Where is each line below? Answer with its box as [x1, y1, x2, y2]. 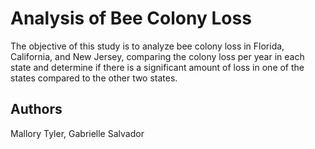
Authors [10, 101, 63, 118]
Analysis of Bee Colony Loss [10, 7, 252, 30]
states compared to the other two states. [10, 72, 178, 84]
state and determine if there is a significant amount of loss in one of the [10, 61, 305, 73]
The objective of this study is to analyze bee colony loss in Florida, [10, 40, 285, 52]
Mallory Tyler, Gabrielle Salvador [10, 127, 145, 139]
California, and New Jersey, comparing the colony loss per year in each [10, 50, 305, 62]
